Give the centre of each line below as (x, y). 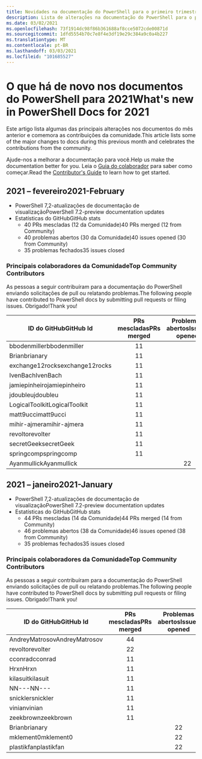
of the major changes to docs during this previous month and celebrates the (100, 141)
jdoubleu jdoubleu (34, 395)
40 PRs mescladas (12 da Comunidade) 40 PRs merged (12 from (103, 225)
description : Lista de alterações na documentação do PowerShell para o (99, 17)
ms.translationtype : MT (36, 40)
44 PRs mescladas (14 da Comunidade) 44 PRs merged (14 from (103, 518)
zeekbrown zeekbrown (41, 717)
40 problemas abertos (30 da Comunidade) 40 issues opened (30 (105, 238)
